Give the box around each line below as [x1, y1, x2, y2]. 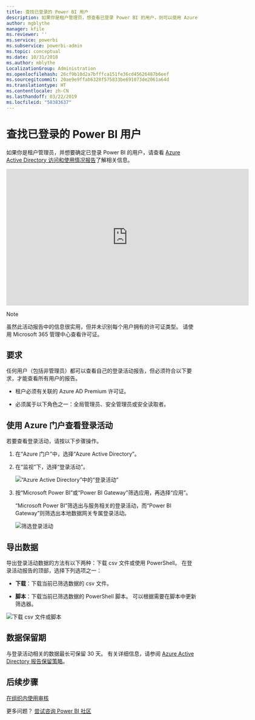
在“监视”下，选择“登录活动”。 [15, 463, 89, 471]
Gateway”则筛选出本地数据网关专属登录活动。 [15, 510, 130, 517]
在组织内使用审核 [6, 694, 49, 702]
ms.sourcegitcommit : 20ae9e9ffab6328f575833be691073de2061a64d [6, 77, 170, 83]
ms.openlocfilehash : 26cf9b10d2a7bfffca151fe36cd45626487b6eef [6, 71, 170, 77]
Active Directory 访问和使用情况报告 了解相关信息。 [6, 156, 133, 163]
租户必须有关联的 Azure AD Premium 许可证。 [15, 388, 130, 395]
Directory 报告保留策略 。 [6, 657, 68, 665]
